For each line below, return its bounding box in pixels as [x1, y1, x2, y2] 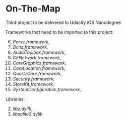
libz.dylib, [12, 106, 33, 112]
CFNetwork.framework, [12, 54, 62, 60]
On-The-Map [5, 3, 61, 14]
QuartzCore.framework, [12, 70, 62, 76]
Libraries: [5, 96, 25, 102]
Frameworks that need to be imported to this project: [5, 29, 114, 35]
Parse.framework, [12, 38, 50, 45]
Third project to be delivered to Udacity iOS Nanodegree [5, 19, 121, 25]
